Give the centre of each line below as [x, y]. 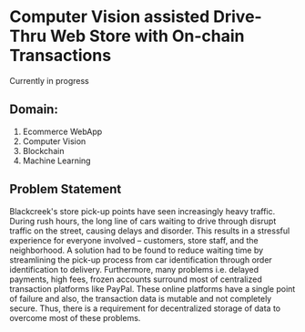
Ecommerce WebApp [62, 131]
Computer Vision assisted [110, 17]
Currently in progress [49, 80]
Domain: [34, 110]
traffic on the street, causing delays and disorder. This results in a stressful [150, 231]
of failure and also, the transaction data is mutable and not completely [141, 298]
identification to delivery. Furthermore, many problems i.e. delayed [134, 269]
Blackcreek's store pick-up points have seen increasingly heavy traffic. [142, 211]
